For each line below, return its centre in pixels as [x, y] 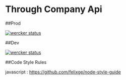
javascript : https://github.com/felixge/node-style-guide [63, 72]
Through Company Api [54, 9]
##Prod [13, 23]
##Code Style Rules [26, 62]
